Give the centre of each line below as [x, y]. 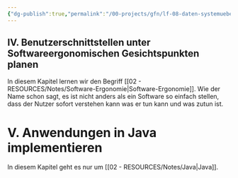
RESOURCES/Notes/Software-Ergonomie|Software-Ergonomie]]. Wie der [114, 89]
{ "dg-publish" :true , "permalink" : [57, 14]
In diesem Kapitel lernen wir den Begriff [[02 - [74, 81]
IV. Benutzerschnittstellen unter [79, 43]
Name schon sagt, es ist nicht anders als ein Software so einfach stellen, [113, 97]
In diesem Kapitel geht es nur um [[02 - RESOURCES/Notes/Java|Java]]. [113, 167]
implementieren [55, 147]
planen [23, 65]
